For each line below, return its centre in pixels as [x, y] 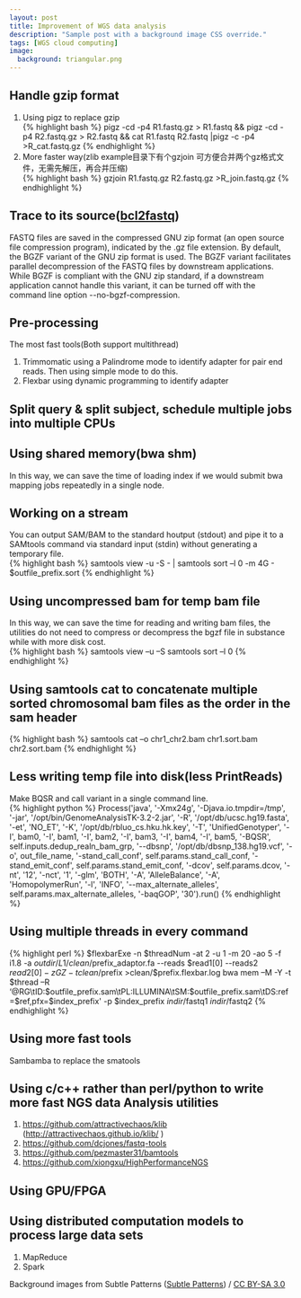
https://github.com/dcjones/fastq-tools [94, 1143]
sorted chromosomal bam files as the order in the [150, 703]
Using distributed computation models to [127, 1221]
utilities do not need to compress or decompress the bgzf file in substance [147, 632]
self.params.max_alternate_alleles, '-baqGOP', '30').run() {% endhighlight [145, 894]
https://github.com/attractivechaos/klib [95, 1125]
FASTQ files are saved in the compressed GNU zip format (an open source [147, 237]
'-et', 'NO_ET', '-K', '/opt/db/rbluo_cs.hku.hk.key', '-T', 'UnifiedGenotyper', [146, 826]
